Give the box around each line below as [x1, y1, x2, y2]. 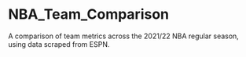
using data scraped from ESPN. [8, 39, 110, 48]
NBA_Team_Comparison [8, 5, 170, 23]
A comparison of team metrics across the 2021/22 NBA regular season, [8, 31, 240, 41]
